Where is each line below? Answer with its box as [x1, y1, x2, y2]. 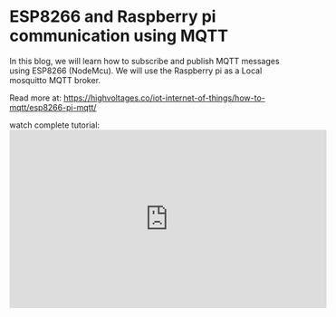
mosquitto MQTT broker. [9, 74, 101, 85]
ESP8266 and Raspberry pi [9, 6, 216, 27]
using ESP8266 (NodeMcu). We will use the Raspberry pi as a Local [9, 65, 263, 76]
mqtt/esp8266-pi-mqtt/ [9, 101, 97, 112]
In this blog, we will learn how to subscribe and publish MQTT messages [9, 55, 280, 66]
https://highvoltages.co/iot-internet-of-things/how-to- [62, 92, 265, 103]
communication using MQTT [9, 25, 229, 46]
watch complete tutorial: [9, 120, 101, 130]
